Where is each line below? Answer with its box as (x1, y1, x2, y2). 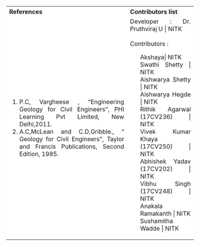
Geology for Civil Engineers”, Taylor (19, 135, 124, 143)
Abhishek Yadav (140, 157, 191, 166)
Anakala (140, 202, 163, 210)
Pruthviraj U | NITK (130, 25, 183, 33)
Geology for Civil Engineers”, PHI (19, 105, 124, 113)
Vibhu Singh (140, 180, 191, 188)
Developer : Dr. (130, 17, 191, 26)
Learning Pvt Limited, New (19, 113, 124, 121)
